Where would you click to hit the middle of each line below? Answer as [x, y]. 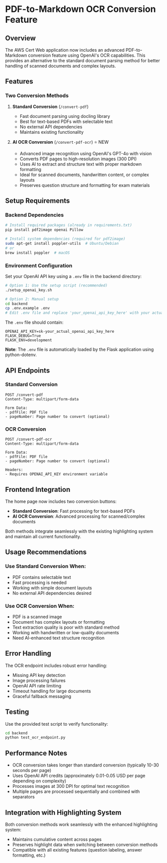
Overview [21, 38]
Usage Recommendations [46, 552]
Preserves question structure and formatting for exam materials [85, 185]
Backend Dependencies [35, 215]
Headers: [14, 470]
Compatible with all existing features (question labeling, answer [77, 850]
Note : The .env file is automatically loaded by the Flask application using [80, 350]
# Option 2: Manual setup [32, 299]
